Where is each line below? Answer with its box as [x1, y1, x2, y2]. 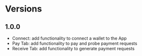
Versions [5, 3, 42, 14]
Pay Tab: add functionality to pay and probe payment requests [12, 41, 138, 46]
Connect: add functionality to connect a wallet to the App [12, 35, 127, 41]
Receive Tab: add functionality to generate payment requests [12, 46, 135, 51]
